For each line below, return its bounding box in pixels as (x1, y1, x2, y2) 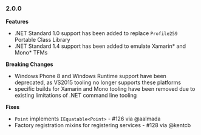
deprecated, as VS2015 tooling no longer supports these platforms (14, 79, 182, 86)
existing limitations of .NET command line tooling (14, 92, 137, 99)
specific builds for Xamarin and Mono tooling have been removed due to (14, 85, 196, 93)
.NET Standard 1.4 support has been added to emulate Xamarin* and (14, 42, 186, 50)
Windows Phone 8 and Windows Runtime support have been (14, 73, 166, 80)
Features (5, 18, 29, 25)
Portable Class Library (14, 36, 70, 44)
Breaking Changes (5, 61, 53, 68)
